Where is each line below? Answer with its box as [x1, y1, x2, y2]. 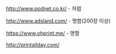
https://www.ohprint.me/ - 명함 [6, 30, 80, 37]
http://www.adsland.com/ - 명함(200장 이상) [6, 17, 111, 24]
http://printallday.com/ [6, 41, 60, 48]
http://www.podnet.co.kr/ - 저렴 [6, 5, 82, 12]
